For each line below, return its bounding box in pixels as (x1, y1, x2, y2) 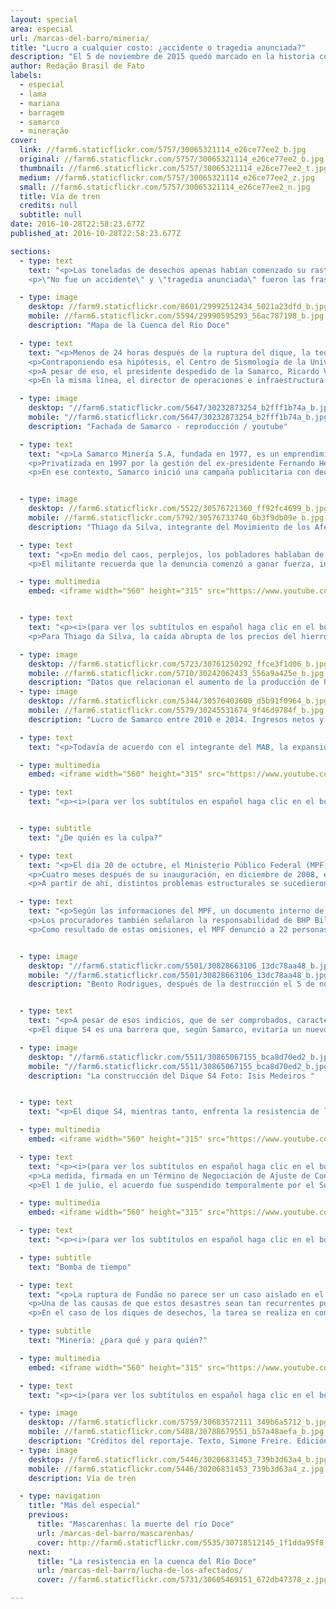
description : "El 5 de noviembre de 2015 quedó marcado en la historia (10, 52, 315, 62)
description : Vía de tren (28, 1473, 137, 1483)
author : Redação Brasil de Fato (10, 61, 145, 71)
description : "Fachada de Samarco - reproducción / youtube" (28, 421, 288, 431)
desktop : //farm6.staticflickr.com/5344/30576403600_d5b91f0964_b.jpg (28, 696, 329, 706)
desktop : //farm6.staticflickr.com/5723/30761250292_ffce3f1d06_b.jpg (28, 659, 329, 669)
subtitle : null (19, 210, 83, 220)
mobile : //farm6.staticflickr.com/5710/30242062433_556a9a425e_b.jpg (28, 668, 325, 678)
